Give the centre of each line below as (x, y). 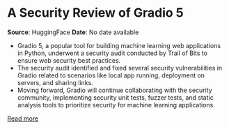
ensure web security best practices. (69, 60)
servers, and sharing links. (55, 82)
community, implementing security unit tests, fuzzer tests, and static (115, 97)
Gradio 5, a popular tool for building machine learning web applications (119, 45)
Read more (23, 118)
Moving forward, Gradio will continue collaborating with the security (114, 90)
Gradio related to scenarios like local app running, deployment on (111, 75)
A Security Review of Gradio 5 (95, 13)
